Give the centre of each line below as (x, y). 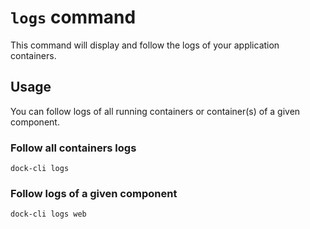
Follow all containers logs (73, 148)
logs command (73, 17)
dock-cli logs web (48, 214)
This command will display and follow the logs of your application (145, 45)
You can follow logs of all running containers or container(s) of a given (155, 111)
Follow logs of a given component (94, 193)
